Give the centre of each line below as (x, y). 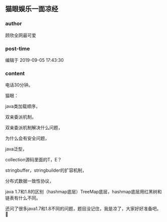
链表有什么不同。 (23, 198)
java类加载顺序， (23, 106)
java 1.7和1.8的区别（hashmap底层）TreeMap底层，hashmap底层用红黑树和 (83, 192)
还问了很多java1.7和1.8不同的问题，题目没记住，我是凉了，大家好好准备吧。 (83, 209)
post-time (18, 48)
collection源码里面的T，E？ (33, 160)
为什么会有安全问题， (27, 138)
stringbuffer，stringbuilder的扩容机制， (46, 170)
